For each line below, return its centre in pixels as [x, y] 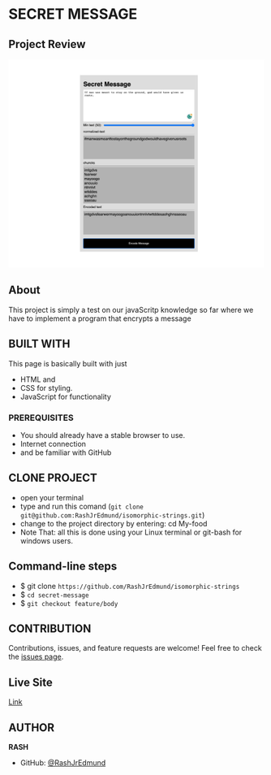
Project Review [47, 44]
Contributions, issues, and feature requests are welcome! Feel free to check [135, 648]
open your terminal [52, 497]
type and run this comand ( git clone [82, 506]
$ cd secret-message [54, 595]
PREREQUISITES [41, 418]
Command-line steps [63, 567]
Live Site [30, 682]
